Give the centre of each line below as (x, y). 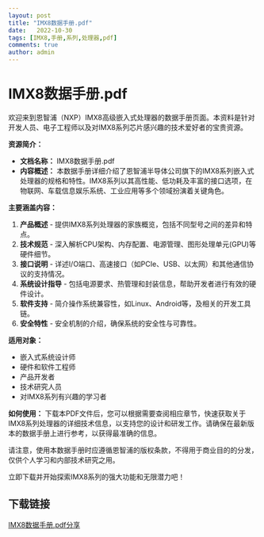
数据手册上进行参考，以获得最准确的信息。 (91, 433)
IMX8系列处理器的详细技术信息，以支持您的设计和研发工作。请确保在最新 (128, 423)
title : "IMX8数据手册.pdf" (50, 23)
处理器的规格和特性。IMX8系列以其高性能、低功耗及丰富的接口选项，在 (136, 181)
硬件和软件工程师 (48, 367)
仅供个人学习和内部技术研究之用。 (64, 459)
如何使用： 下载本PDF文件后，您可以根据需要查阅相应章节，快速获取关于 (127, 413)
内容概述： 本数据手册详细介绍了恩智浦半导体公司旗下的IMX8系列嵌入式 (137, 170)
